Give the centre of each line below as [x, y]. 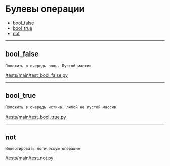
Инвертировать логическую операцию [43, 149]
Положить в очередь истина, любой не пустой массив [61, 107]
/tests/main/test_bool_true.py [36, 117]
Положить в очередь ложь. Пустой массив [49, 66]
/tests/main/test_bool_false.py [37, 75]
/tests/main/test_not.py [29, 158]
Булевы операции [45, 9]
